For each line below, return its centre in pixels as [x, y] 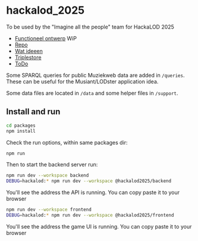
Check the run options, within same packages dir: [67, 142]
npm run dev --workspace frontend [49, 210]
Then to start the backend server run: [52, 165]
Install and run [33, 112]
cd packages [21, 126]
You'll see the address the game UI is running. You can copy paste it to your [99, 226]
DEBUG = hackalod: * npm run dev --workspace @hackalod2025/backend [89, 181]
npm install [21, 131]
